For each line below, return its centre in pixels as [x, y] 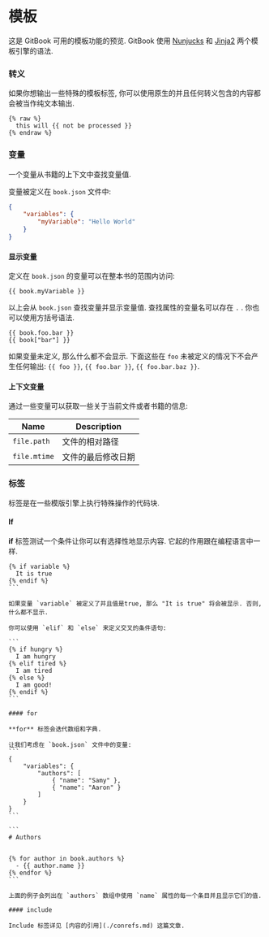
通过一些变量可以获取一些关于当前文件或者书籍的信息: [98, 406]
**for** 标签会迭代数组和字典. [55, 729]
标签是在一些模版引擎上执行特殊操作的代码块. [84, 503]
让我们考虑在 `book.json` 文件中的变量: [70, 744]
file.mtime [33, 457]
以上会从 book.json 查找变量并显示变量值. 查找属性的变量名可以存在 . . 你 [130, 308]
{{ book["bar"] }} [39, 341]
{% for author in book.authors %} [67, 858]
